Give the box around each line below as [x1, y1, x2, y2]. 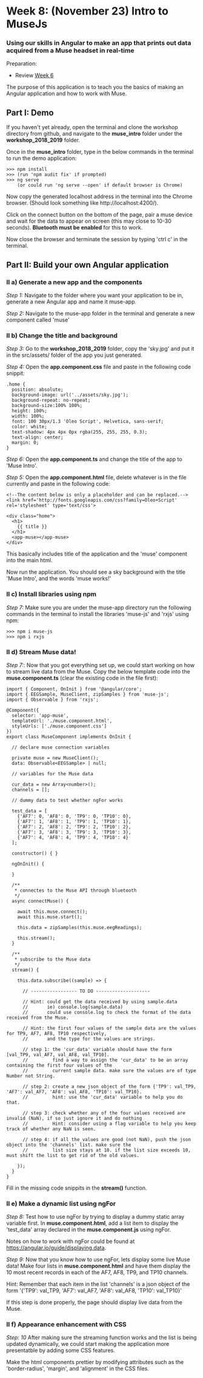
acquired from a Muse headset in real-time [6, 47, 135, 55]
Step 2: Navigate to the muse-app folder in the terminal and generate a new [6, 310, 195, 317]
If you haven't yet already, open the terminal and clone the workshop [6, 124, 179, 131]
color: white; [12, 424, 47, 430]
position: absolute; [12, 386, 64, 393]
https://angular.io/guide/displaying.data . [6, 1244, 107, 1251]
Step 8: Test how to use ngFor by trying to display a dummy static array [6, 1213, 185, 1221]
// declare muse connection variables [12, 744, 110, 750]
